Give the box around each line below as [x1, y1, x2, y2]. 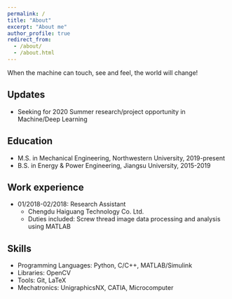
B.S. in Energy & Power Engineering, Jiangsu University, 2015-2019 [17, 161, 211, 169]
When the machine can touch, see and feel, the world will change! [7, 68, 198, 77]
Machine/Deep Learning [17, 115, 88, 123]
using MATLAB [27, 222, 71, 231]
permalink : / [7, 10, 46, 18]
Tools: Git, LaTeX [17, 276, 67, 284]
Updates [7, 89, 46, 101]
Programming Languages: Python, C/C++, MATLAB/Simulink [17, 261, 193, 270]
